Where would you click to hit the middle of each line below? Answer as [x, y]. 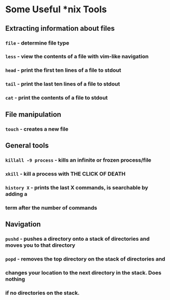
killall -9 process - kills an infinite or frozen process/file [78, 160]
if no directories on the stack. [43, 293]
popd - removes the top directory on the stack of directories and [85, 259]
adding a [16, 194]
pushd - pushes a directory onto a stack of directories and [77, 239]
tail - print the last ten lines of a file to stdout [63, 84]
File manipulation [33, 114]
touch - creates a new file [37, 129]
